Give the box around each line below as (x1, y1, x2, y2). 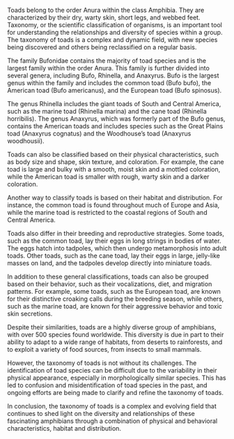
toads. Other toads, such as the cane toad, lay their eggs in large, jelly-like (7, 251, 221, 260)
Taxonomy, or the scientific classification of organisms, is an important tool (7, 21, 223, 29)
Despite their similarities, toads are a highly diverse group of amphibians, (7, 323, 217, 331)
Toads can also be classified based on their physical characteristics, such (7, 150, 219, 158)
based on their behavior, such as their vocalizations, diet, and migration (7, 280, 212, 288)
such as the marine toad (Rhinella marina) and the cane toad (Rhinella (7, 107, 207, 115)
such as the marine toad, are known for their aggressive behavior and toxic (7, 302, 223, 310)
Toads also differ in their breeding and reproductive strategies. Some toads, (7, 230, 224, 237)
